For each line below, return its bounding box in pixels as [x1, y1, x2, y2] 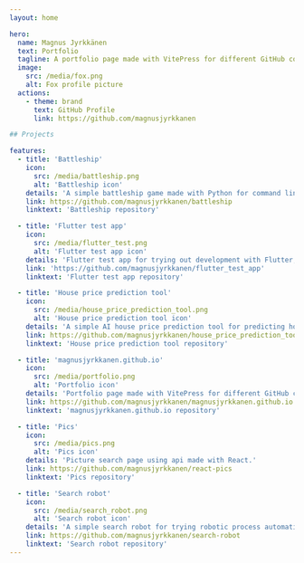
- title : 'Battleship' [17, 155, 103, 164]
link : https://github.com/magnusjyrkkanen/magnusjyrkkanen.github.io [25, 397, 294, 406]
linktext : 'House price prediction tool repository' [25, 339, 229, 348]
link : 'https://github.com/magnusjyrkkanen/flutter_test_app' [25, 263, 265, 272]
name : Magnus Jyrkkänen [17, 38, 107, 47]
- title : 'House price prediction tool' [17, 289, 172, 298]
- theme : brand [25, 97, 83, 106]
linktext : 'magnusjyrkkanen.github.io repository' [25, 406, 221, 415]
